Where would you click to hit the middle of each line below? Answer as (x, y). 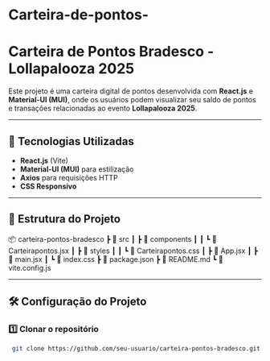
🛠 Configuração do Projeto (78, 302)
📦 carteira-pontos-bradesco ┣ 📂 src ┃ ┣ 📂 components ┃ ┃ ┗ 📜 (112, 239)
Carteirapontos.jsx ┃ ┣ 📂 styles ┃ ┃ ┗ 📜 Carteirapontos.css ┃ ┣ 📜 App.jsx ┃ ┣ (133, 251)
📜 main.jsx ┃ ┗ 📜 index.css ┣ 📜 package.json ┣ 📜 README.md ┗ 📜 (116, 259)
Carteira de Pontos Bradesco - (111, 52)
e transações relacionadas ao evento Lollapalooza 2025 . (103, 108)
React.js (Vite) (44, 160)
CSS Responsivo (48, 186)
